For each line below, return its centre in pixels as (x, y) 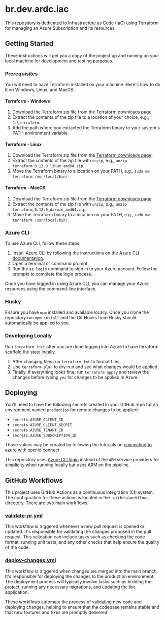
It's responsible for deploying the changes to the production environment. (80, 576)
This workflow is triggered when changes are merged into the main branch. (82, 571)
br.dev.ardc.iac (37, 9)
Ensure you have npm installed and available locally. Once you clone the (77, 312)
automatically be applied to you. (37, 323)
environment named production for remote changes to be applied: (72, 410)
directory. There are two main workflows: (47, 503)
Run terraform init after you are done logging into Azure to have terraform (82, 346)
